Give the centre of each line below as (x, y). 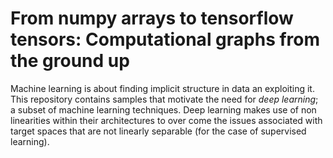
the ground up (70, 61)
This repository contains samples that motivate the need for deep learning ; (164, 99)
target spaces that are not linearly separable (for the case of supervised (158, 131)
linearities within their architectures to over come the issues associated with (166, 120)
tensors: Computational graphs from (165, 39)
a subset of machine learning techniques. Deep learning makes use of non (163, 109)
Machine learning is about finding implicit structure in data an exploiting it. (162, 88)
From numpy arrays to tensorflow (152, 18)
